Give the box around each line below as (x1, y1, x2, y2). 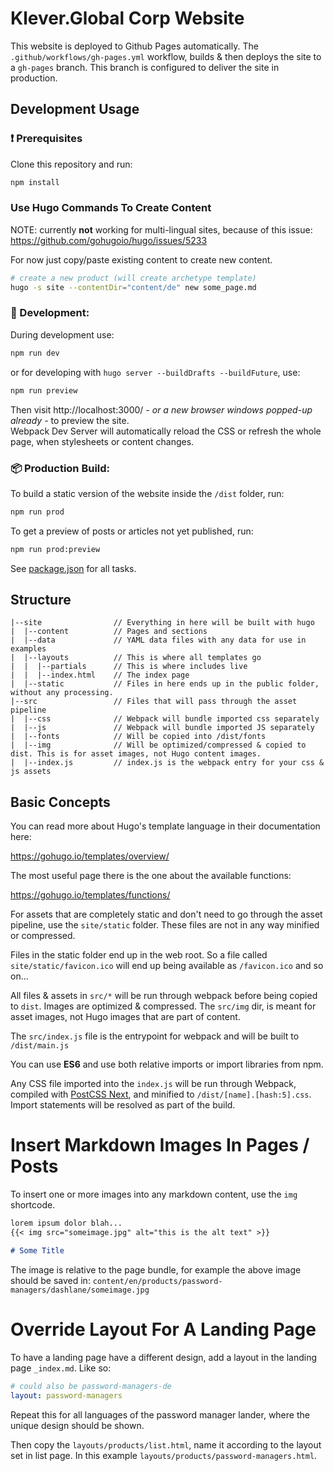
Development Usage (10, 101, 140, 118)
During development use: (10, 328, 115, 341)
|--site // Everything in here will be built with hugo (10, 618, 315, 628)
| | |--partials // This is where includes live (10, 662, 248, 672)
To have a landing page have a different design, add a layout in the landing (10, 1351, 318, 1363)
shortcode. (10, 1199, 56, 1211)
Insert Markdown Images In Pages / (10, 1134, 310, 1157)
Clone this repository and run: (10, 158, 133, 170)
